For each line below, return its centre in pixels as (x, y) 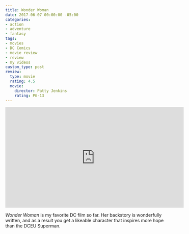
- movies (15, 43)
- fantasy (16, 34)
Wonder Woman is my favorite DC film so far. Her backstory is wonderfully (84, 215)
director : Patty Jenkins (41, 91)
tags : (11, 39)
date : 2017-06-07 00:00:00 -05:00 (42, 15)
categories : (18, 19)
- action (15, 24)
